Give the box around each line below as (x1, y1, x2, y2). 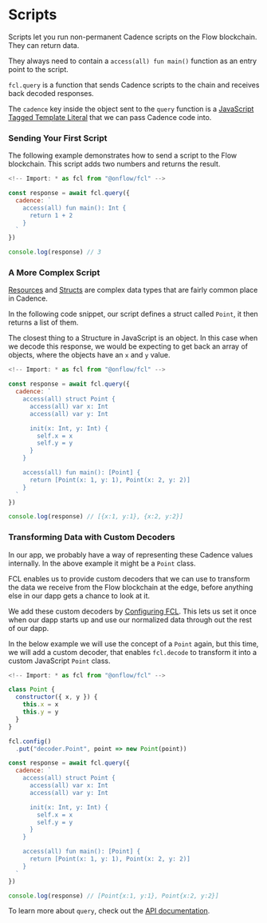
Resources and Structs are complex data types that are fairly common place (8, 286, 258, 295)
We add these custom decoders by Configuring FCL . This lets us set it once (8, 606, 257, 616)
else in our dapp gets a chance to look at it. (8, 590, 150, 601)
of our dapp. (8, 623, 49, 633)
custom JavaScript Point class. (8, 656, 111, 665)
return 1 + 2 (29, 211, 73, 219)
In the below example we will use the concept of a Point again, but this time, (8, 638, 259, 649)
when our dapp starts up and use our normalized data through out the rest (8, 614, 253, 625)
